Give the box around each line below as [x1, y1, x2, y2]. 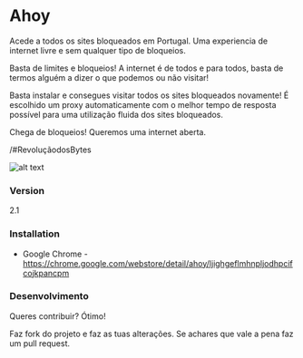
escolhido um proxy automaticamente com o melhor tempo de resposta [9, 99, 277, 110]
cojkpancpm [22, 267, 70, 278]
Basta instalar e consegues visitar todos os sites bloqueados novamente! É [9, 90, 289, 101]
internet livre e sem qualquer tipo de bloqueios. [9, 44, 186, 55]
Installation [9, 227, 61, 240]
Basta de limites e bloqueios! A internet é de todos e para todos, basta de [9, 63, 284, 73]
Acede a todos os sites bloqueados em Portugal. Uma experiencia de [9, 35, 269, 46]
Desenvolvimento [9, 290, 89, 303]
